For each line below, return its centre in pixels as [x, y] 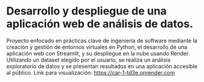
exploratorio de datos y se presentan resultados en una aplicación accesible [102, 66]
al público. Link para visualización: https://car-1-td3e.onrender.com [91, 72]
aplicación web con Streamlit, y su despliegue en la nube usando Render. [98, 53]
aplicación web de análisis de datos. [100, 24]
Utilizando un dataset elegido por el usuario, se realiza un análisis [89, 60]
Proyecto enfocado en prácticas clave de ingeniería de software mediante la [102, 40]
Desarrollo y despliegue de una [86, 11]
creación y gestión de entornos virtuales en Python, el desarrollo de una [97, 47]
